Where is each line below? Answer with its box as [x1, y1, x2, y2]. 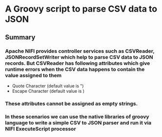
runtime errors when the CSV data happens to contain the [5, 66, 145, 72]
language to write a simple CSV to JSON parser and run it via [5, 119, 152, 126]
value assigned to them [5, 72, 62, 79]
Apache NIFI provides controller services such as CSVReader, [5, 48, 155, 54]
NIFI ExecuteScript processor [5, 125, 77, 132]
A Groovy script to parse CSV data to [5, 3, 158, 15]
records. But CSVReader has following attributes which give [5, 60, 150, 67]
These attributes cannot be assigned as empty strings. [5, 100, 138, 107]
